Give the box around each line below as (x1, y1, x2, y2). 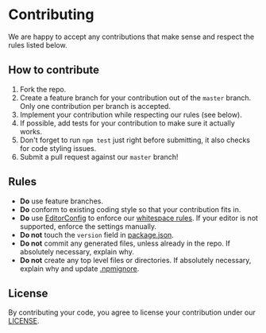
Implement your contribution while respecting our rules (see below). (19, 110, 242, 119)
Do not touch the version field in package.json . (19, 230, 175, 239)
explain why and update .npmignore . (19, 264, 140, 273)
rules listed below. (8, 40, 67, 49)
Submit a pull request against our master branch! (19, 152, 179, 161)
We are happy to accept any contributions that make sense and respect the (8, 32, 255, 41)
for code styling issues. (19, 143, 97, 153)
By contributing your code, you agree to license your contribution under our (8, 308, 256, 317)
